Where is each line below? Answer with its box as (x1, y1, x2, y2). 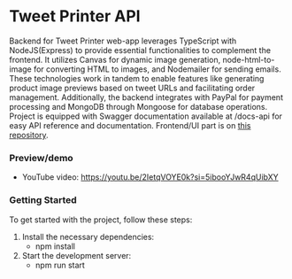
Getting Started (9, 194, 77, 206)
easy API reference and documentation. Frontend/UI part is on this (9, 120, 251, 130)
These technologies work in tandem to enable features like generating (9, 73, 265, 83)
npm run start (35, 260, 86, 270)
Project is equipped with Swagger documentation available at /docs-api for (9, 111, 283, 121)
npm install (35, 241, 75, 252)
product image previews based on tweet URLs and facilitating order (9, 82, 256, 93)
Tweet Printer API (9, 6, 141, 27)
